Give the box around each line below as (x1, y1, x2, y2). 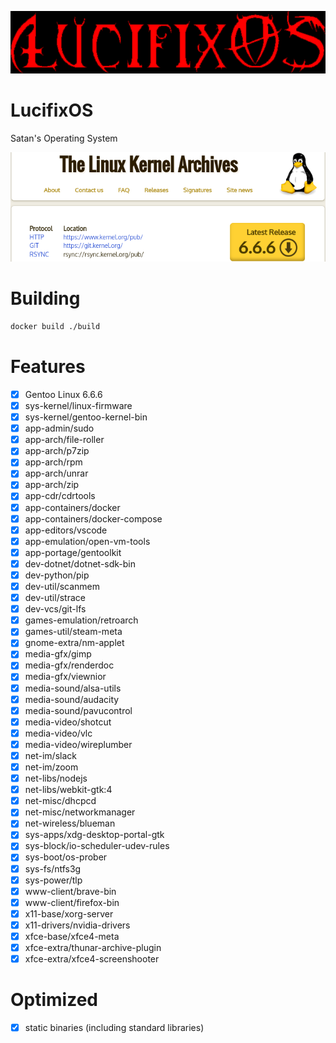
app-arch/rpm (24, 456, 83, 468)
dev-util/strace (24, 592, 86, 604)
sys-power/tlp (24, 874, 83, 886)
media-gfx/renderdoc (24, 659, 115, 671)
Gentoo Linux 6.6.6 (24, 388, 103, 400)
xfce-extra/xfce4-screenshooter (24, 953, 160, 965)
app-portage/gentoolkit (24, 546, 122, 558)
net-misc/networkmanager (24, 806, 136, 818)
